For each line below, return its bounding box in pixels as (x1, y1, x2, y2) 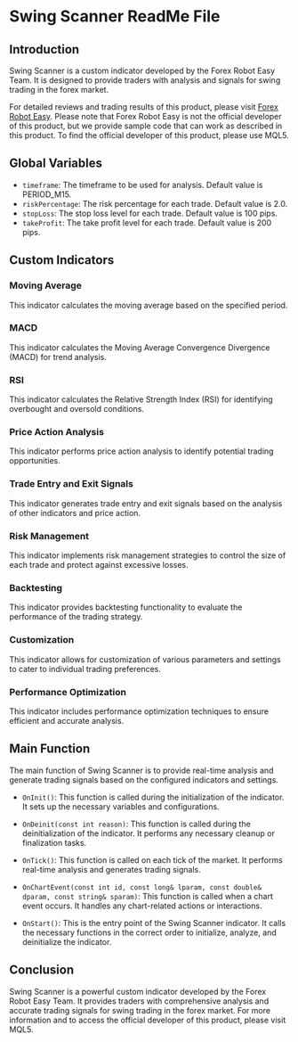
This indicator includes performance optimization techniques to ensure (9, 706, 270, 717)
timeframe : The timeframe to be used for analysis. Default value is (21, 179, 264, 190)
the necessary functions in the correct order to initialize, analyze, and (21, 927, 278, 938)
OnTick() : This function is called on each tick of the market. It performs (21, 854, 283, 866)
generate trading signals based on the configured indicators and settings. (9, 774, 278, 785)
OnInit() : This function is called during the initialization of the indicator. (21, 792, 285, 802)
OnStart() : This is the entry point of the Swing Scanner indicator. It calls (21, 917, 286, 928)
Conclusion (9, 963, 75, 978)
